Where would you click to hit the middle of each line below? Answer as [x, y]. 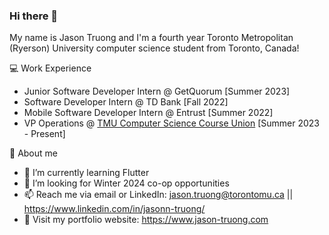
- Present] [44, 134]
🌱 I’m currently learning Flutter [86, 173]
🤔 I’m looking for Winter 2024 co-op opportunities [126, 183]
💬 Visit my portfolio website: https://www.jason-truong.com [146, 220]
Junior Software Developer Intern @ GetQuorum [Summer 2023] [157, 91]
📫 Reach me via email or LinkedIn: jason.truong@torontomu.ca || [158, 195]
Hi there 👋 [34, 16]
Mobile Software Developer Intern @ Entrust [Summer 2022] [148, 113]
